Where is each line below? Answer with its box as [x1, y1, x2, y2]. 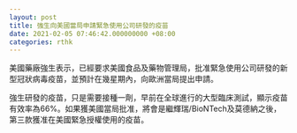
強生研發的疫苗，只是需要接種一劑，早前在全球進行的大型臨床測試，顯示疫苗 [9, 92, 288, 103]
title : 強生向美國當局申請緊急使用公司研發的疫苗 [9, 21, 169, 30]
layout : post [9, 12, 57, 22]
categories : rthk [9, 37, 73, 47]
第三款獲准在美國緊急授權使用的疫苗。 [9, 115, 148, 125]
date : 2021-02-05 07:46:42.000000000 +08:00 [9, 29, 176, 38]
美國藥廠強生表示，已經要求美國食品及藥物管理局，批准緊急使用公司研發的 [9, 63, 280, 73]
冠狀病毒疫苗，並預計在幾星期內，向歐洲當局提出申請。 [16, 74, 218, 85]
